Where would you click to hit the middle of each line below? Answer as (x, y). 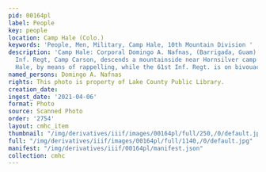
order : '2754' (32, 119)
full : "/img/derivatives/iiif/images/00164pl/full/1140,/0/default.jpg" (131, 141)
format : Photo (32, 104)
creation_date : (33, 89)
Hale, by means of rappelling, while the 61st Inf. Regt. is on (123, 67)
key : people (28, 30)
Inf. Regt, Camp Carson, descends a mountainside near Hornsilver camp (136, 60)
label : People (32, 23)
